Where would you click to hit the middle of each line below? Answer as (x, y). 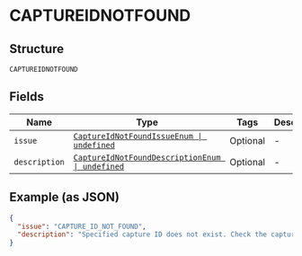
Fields (27, 97)
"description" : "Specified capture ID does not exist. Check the (142, 234)
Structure (37, 49)
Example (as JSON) (64, 197)
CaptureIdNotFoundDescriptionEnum (147, 157)
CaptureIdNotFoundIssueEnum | (138, 136)
